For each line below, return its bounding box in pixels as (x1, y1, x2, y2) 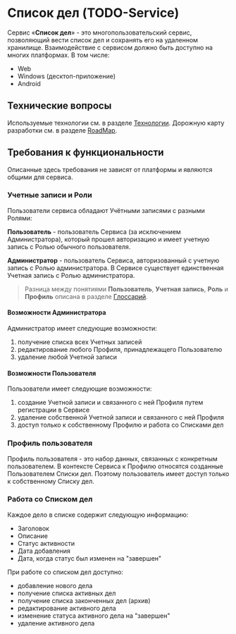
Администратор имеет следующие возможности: (7, 324, 157, 333)
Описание (17, 531, 48, 540)
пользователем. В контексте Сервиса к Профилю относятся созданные (7, 462, 223, 470)
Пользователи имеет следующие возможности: (7, 384, 152, 393)
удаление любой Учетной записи (17, 353, 118, 361)
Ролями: (7, 214, 33, 222)
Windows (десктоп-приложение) (17, 72, 116, 80)
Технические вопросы (7, 100, 112, 112)
